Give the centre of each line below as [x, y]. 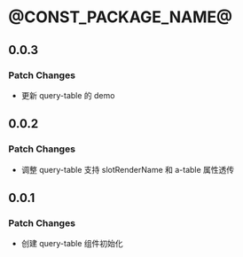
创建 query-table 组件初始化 [72, 244]
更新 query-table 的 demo [68, 95]
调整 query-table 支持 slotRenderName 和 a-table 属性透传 [128, 169]
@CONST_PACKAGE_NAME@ [120, 17]
